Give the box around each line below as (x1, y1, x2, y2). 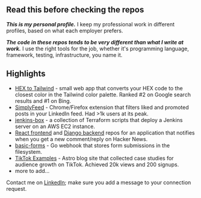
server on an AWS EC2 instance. (14, 123, 96, 130)
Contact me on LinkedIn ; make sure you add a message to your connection (6, 179, 191, 186)
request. (6, 185, 27, 192)
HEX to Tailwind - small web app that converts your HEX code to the (14, 84, 183, 92)
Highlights (6, 69, 46, 79)
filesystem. (14, 148, 42, 155)
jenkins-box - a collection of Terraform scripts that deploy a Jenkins (14, 116, 183, 123)
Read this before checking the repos (6, 5, 145, 15)
